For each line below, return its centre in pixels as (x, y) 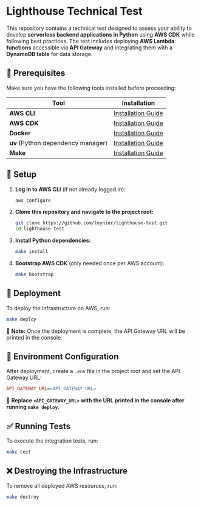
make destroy (23, 497)
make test (19, 452)
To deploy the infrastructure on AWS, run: (58, 308)
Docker (20, 133)
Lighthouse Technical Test (74, 11)
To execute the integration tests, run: (52, 441)
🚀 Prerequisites (36, 73)
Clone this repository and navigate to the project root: (84, 212)
